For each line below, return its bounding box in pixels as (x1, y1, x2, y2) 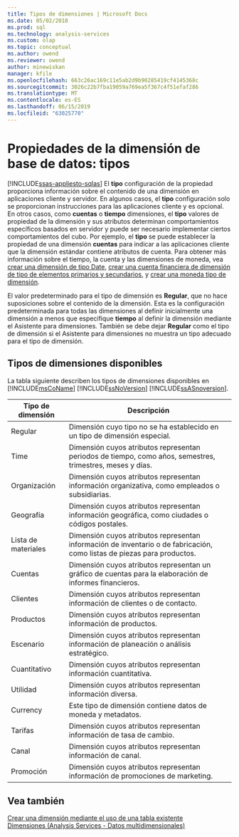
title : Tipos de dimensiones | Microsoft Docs (7, 10, 148, 18)
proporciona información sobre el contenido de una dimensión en (7, 187, 199, 195)
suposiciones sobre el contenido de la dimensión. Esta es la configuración (7, 298, 225, 307)
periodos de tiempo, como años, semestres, (68, 451, 216, 461)
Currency (11, 705, 43, 714)
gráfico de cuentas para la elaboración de (68, 568, 208, 578)
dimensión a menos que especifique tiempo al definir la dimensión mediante (7, 314, 232, 323)
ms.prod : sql (7, 24, 46, 31)
